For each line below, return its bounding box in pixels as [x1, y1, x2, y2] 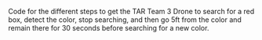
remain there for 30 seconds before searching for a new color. [8, 24, 209, 32]
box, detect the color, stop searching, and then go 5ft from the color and [8, 15, 242, 24]
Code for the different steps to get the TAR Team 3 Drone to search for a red [8, 7, 255, 16]
